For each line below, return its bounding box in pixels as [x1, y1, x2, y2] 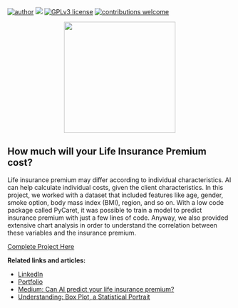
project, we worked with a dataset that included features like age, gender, [7, 191, 224, 199]
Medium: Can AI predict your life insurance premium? [17, 285, 175, 293]
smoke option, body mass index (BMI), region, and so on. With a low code [7, 198, 224, 206]
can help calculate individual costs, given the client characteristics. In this [7, 183, 224, 191]
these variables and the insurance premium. [7, 228, 137, 237]
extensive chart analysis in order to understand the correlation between [7, 221, 217, 229]
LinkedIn [17, 270, 43, 278]
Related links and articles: [7, 256, 86, 265]
